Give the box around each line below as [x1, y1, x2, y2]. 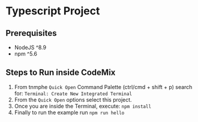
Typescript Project [5, 4, 100, 18]
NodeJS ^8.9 [14, 44, 46, 51]
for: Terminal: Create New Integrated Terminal [14, 90, 133, 97]
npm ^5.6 [14, 50, 37, 57]
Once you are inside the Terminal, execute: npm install [14, 102, 151, 109]
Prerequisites [5, 28, 57, 38]
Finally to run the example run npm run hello [14, 109, 125, 116]
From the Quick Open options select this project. [14, 96, 133, 103]
